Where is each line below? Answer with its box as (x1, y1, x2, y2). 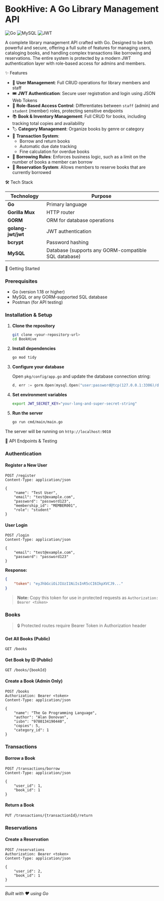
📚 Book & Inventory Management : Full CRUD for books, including (12, 113, 146, 119)
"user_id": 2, (14, 869, 42, 874)
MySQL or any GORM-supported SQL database (12, 294, 107, 300)
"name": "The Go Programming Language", (14, 710, 97, 715)
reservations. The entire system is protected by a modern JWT (5, 55, 131, 61)
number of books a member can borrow (12, 159, 93, 165)
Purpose (91, 193, 112, 199)
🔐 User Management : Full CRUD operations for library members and (12, 79, 150, 85)
